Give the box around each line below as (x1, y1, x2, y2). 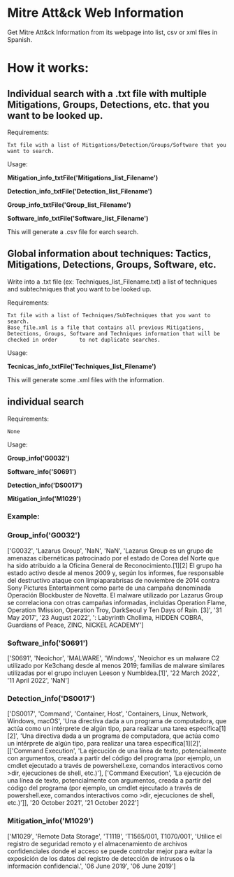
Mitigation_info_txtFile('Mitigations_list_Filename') (7, 173, 159, 182)
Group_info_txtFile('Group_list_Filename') (7, 201, 131, 209)
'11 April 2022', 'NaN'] (7, 676, 70, 685)
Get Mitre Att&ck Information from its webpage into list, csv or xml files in (7, 28, 218, 36)
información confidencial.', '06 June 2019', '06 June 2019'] (7, 862, 176, 870)
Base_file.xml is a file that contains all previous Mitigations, (7, 324, 205, 331)
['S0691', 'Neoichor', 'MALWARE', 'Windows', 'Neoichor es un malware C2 (7, 654, 220, 662)
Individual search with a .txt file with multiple (7, 87, 207, 99)
